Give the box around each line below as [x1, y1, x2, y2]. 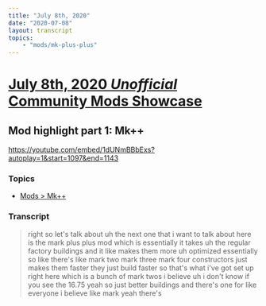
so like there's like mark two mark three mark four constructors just [27, 254, 248, 264]
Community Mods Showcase [8, 92, 202, 110]
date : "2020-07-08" [8, 19, 73, 27]
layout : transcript [8, 26, 73, 34]
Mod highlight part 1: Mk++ [8, 124, 145, 138]
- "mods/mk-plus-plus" [22, 41, 98, 49]
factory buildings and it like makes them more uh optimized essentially [27, 246, 258, 255]
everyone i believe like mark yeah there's [27, 288, 162, 298]
